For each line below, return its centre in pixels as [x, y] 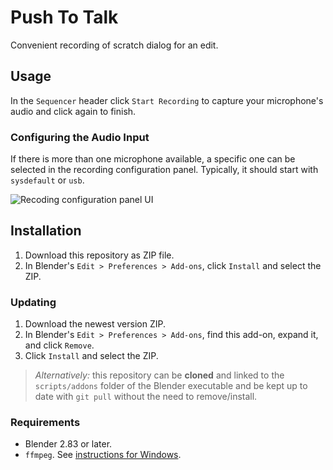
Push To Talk [64, 17]
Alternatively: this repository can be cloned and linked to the [159, 375]
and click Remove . [59, 345]
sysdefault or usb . [47, 180]
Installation [46, 231]
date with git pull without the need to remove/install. [146, 397]
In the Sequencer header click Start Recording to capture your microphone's [167, 100]
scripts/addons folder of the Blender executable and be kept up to [171, 386]
